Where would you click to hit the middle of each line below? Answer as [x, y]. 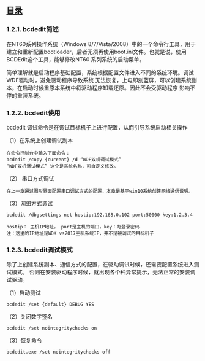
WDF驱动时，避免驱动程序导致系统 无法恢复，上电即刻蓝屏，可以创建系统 [99, 80]
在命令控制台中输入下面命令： [38, 153]
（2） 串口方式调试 [30, 178]
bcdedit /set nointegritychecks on [52, 328]
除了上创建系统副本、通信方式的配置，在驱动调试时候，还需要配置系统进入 [100, 265]
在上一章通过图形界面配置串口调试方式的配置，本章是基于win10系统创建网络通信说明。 [100, 191]
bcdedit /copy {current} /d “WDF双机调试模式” [64, 160]
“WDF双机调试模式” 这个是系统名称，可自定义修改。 [62, 166]
